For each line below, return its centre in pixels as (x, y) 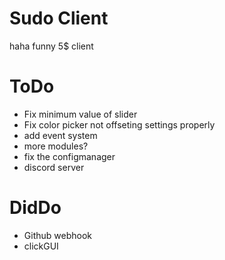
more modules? (56, 146)
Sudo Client (59, 18)
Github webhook (57, 235)
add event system (60, 135)
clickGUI (41, 246)
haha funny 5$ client (51, 46)
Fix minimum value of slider (80, 114)
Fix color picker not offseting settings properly (119, 124)
